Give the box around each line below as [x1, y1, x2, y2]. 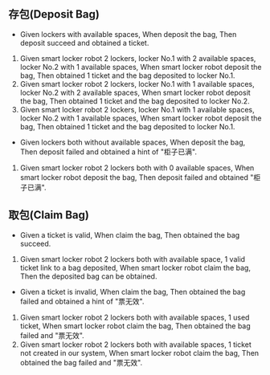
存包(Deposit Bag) [8, 7, 100, 22]
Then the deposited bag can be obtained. [19, 271, 157, 281]
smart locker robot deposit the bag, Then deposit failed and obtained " [19, 172, 254, 182]
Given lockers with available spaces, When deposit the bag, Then [19, 29, 237, 39]
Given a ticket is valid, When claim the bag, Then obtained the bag [19, 230, 240, 239]
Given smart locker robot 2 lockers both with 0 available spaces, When [19, 163, 255, 173]
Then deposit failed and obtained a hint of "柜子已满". [19, 147, 197, 157]
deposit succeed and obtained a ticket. [19, 38, 149, 47]
